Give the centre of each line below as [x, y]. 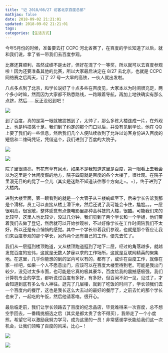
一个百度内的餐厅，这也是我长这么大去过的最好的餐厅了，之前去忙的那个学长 [84, 290]
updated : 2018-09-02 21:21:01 [37, 24]
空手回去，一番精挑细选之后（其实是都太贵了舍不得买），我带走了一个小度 [81, 313]
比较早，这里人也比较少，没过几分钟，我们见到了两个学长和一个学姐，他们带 [84, 217]
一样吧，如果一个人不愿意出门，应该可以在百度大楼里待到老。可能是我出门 [86, 265]
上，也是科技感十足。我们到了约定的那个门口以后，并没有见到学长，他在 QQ [84, 127]
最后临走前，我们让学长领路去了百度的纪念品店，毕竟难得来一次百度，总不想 [84, 307]
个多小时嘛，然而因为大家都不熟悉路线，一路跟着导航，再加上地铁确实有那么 [84, 94]
